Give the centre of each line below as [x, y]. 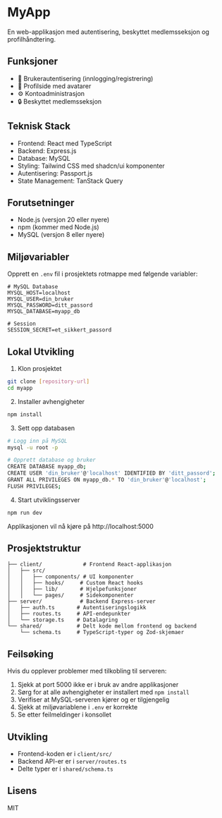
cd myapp [20, 388]
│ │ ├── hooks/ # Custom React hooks [75, 583]
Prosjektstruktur [44, 548]
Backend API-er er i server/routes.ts [72, 762]
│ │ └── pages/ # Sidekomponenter [70, 596]
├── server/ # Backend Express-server [82, 602]
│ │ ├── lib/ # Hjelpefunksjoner [72, 590]
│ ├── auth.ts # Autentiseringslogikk [77, 608]
